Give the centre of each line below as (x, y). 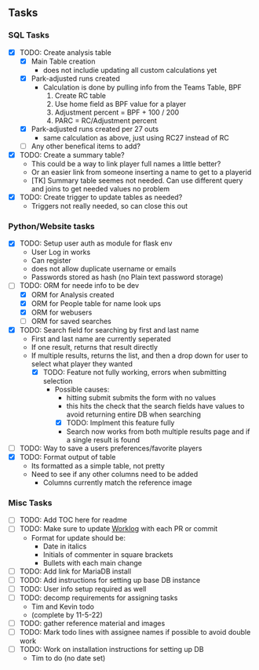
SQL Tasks (29, 35)
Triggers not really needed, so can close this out (109, 206)
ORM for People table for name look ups (96, 303)
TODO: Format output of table (67, 457)
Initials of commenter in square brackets (108, 554)
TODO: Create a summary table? (72, 155)
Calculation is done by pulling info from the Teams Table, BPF (142, 87)
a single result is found (103, 439)
